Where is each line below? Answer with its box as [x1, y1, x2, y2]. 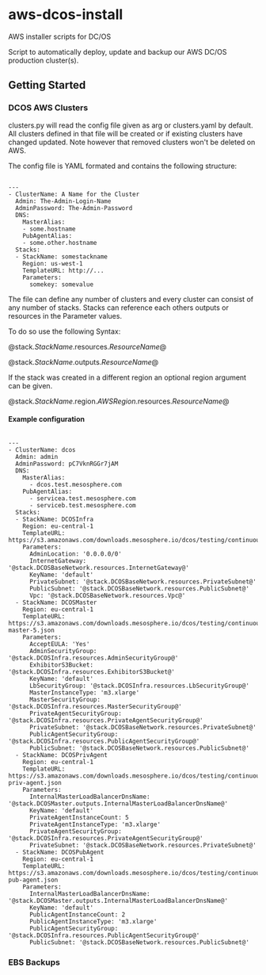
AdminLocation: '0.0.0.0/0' [28, 549, 123, 558]
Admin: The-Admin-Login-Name [15, 197, 112, 205]
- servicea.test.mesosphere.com [28, 494, 136, 503]
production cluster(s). [8, 55, 79, 65]
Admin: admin [15, 453, 59, 461]
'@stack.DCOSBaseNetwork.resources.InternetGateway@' [8, 564, 190, 572]
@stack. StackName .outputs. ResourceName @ [8, 357, 159, 366]
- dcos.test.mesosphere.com [28, 480, 123, 488]
